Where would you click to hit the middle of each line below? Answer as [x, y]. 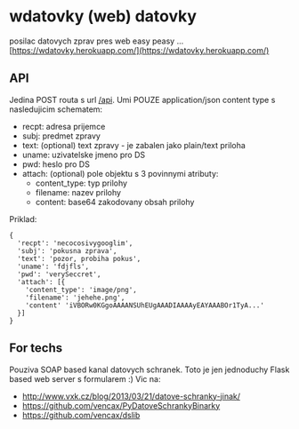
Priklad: [23, 218]
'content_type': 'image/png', [81, 290]
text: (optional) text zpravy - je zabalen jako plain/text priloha [134, 145]
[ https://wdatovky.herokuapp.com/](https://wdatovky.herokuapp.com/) [139, 50]
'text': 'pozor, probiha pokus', [79, 258]
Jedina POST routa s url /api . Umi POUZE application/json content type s [142, 99]
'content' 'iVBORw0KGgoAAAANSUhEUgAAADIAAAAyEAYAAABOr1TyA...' [145, 305]
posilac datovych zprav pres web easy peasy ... [97, 41]
